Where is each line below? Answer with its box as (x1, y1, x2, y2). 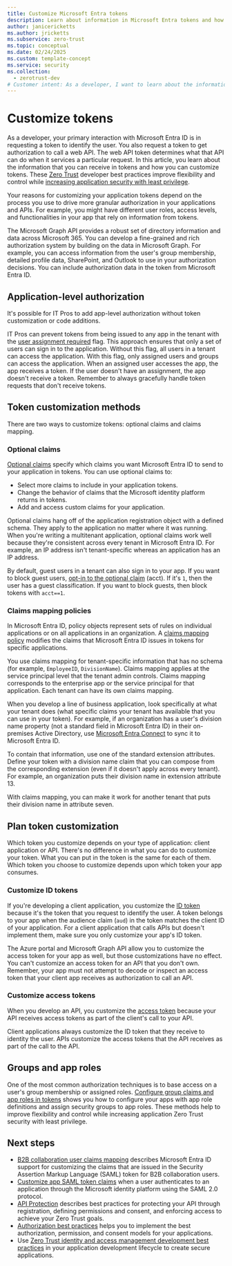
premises (7, 730, 34, 738)
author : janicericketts (7, 23, 76, 30)
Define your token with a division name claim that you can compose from (7, 757, 215, 766)
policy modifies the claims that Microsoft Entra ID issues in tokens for (7, 636, 204, 644)
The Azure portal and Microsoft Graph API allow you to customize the (7, 944, 205, 952)
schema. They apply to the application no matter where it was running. (7, 524, 209, 532)
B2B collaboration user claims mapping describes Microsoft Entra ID (17, 1155, 212, 1164)
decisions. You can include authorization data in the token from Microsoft (7, 264, 215, 272)
